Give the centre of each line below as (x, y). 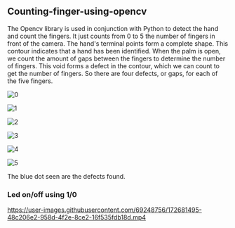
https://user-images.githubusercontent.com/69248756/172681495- (105, 210)
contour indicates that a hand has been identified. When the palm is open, (114, 51)
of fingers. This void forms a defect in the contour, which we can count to (113, 65)
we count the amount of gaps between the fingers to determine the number (116, 58)
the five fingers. (30, 81)
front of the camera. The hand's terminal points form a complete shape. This (118, 43)
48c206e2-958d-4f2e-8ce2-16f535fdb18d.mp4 (76, 217)
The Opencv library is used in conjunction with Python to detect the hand (113, 28)
